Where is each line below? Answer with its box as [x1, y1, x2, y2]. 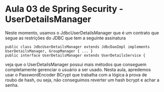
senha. [5, 82, 19, 88]
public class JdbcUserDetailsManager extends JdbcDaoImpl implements [5, 44, 150, 49]
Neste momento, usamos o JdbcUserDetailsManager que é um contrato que [5, 30, 159, 36]
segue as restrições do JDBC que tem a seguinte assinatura [5, 35, 126, 41]
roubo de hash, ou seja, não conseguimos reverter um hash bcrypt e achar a [5, 77, 160, 83]
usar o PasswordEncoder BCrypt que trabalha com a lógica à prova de [5, 72, 147, 77]
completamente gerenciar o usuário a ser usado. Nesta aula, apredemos [5, 67, 151, 73]
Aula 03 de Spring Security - [5, 3, 123, 15]
